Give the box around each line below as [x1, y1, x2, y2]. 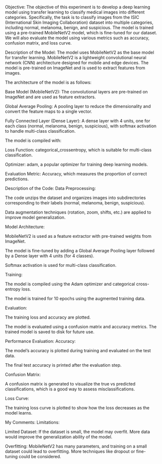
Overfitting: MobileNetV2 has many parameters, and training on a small [5, 443, 147, 449]
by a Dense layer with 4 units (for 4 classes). [5, 253, 95, 259]
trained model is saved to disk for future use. [5, 329, 95, 335]
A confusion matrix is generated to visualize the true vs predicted [5, 381, 136, 387]
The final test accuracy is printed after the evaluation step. [5, 362, 122, 368]
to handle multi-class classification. [5, 128, 76, 134]
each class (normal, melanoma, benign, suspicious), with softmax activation [5, 123, 157, 129]
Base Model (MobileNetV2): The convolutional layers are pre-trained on [5, 89, 148, 94]
